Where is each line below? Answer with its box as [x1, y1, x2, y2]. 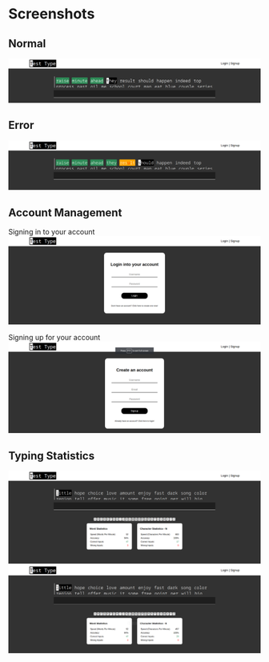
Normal [8, 37, 46, 50]
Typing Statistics [8, 449, 94, 463]
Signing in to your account [8, 227, 95, 237]
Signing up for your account [8, 333, 101, 343]
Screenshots [8, 5, 95, 23]
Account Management [8, 206, 122, 219]
